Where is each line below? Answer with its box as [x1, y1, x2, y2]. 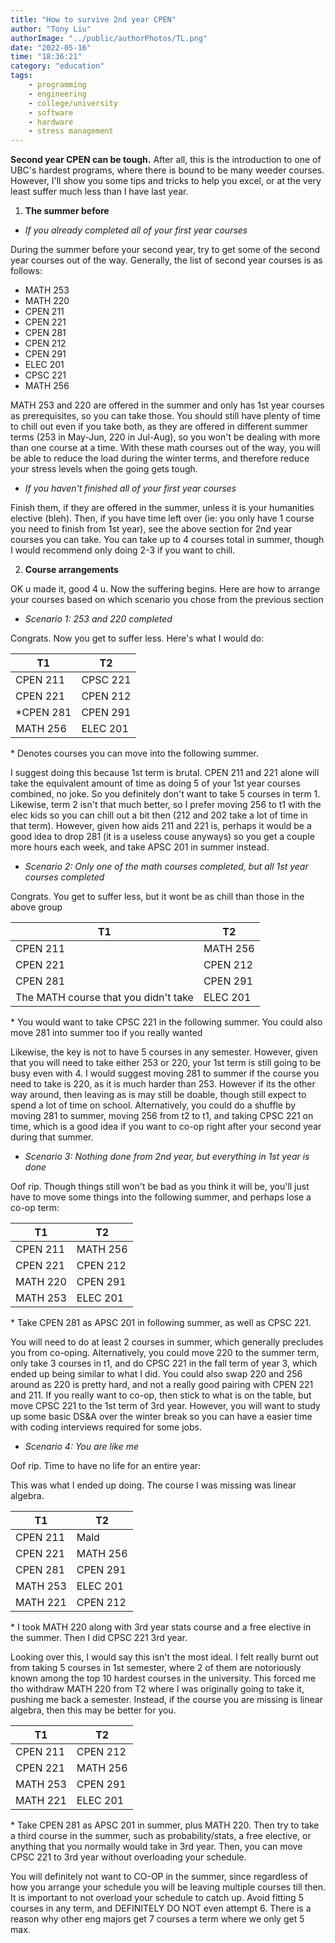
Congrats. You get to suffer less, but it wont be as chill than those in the [10, 891, 305, 903]
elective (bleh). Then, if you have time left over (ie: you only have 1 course [10, 512, 315, 525]
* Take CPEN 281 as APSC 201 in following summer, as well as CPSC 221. [10, 1317, 312, 1329]
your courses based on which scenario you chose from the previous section [10, 594, 324, 606]
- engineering [28, 89, 87, 99]
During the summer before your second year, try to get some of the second [10, 244, 321, 256]
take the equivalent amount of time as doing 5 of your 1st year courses [10, 777, 301, 790]
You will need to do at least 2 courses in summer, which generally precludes [10, 1336, 324, 1348]
